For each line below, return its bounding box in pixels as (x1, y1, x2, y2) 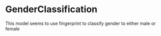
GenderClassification (5, 4, 98, 15)
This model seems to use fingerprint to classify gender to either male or (5, 20, 156, 26)
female (5, 25, 20, 31)
